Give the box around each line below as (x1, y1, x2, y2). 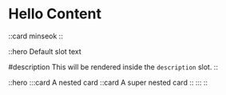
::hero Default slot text (8, 46, 81, 56)
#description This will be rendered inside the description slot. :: (8, 61, 218, 72)
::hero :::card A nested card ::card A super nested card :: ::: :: (8, 77, 208, 87)
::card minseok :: (8, 31, 64, 41)
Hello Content (8, 5, 102, 23)
